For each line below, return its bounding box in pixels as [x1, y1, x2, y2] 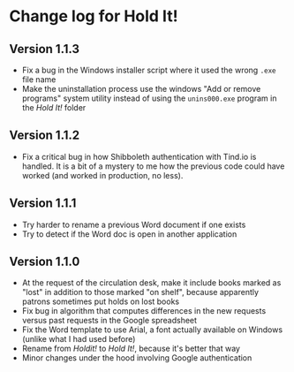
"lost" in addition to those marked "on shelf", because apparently [21, 287, 259, 298]
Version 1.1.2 [9, 128, 80, 143]
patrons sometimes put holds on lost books [21, 296, 179, 307]
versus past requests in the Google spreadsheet [21, 315, 197, 326]
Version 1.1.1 [9, 196, 77, 211]
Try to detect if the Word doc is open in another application [21, 228, 237, 239]
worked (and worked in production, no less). [21, 170, 184, 180]
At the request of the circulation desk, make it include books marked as [21, 277, 282, 288]
